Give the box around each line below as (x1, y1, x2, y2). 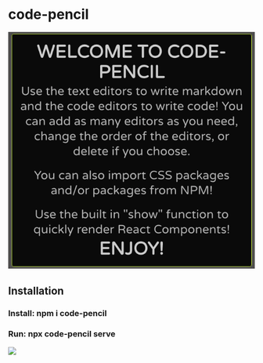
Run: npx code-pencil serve (8, 329, 116, 339)
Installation (8, 284, 64, 297)
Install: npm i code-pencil (8, 307, 107, 318)
